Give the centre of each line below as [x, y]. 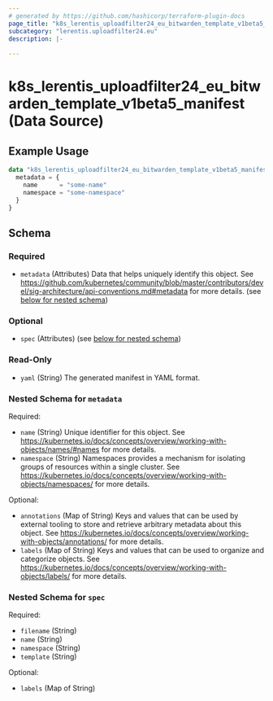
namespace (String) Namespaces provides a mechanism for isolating [133, 458]
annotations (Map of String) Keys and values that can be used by [129, 515]
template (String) [48, 657]
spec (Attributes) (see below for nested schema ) [100, 339]
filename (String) [48, 631]
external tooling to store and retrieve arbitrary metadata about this [131, 524]
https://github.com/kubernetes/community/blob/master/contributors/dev [142, 283]
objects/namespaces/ [56, 484]
